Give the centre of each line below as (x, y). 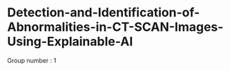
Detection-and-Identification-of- (104, 13)
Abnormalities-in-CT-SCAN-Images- (115, 27)
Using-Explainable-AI (70, 42)
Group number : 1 (32, 60)
